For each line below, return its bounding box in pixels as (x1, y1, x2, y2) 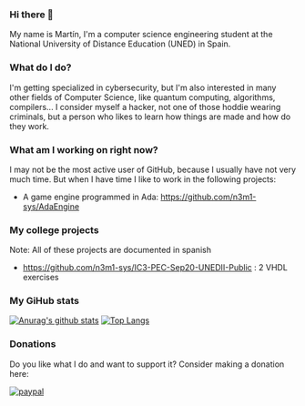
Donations (9, 338, 56, 350)
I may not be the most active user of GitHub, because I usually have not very (9, 164, 297, 175)
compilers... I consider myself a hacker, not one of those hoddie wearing (9, 101, 281, 112)
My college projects (9, 223, 99, 236)
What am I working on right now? (9, 143, 158, 156)
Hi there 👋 (9, 8, 55, 21)
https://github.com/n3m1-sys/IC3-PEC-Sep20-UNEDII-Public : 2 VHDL (22, 262, 289, 273)
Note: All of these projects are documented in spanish (9, 245, 212, 256)
